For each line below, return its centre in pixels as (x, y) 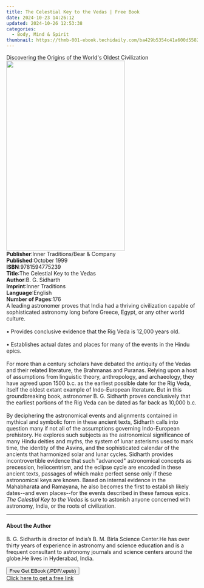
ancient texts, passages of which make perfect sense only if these (89, 474)
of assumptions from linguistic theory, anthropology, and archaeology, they (100, 377)
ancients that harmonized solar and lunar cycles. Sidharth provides (90, 454)
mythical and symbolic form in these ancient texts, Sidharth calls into (92, 422)
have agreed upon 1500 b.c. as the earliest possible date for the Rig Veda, (99, 383)
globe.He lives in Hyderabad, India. (50, 559)
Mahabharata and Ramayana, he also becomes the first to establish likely (98, 486)
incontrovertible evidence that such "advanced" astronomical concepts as (99, 461)
